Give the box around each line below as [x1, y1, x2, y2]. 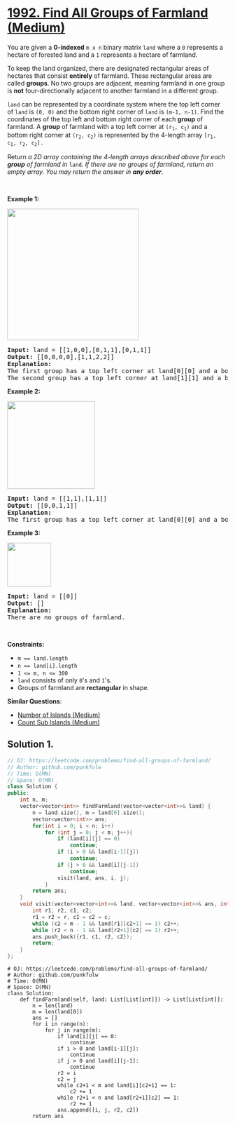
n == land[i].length [17, 663, 78, 670]
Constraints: [7, 640, 45, 649]
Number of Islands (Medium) [17, 710, 101, 720]
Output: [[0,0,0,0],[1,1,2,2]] [7, 353, 115, 361]
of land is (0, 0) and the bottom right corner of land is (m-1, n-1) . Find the [7, 107, 225, 116]
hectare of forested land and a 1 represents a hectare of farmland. [7, 50, 198, 59]
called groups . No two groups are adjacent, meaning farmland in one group [7, 79, 225, 87]
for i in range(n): [32, 1020, 90, 1028]
